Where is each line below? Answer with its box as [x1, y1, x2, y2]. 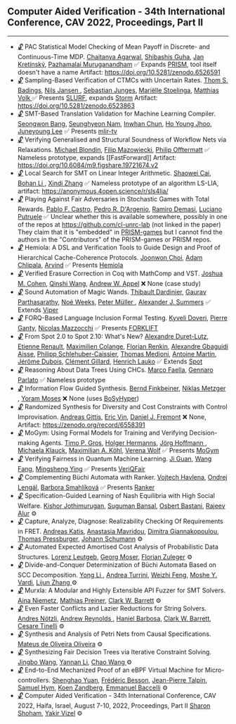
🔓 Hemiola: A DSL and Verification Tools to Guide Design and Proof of [17, 243, 221, 251]
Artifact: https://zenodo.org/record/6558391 [17, 420, 145, 429]
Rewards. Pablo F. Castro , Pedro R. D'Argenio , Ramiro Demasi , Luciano [17, 204, 223, 213]
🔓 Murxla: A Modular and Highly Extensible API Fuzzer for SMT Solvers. [17, 586, 226, 594]
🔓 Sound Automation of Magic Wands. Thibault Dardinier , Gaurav [17, 287, 207, 296]
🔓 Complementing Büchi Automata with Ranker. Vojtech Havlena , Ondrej [17, 473, 228, 481]
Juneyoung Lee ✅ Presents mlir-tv [17, 127, 117, 135]
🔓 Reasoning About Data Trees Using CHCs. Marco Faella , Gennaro [17, 366, 214, 374]
